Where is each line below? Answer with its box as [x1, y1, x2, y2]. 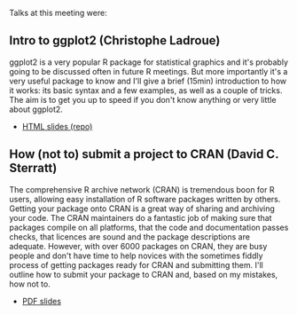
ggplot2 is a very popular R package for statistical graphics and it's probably [9, 57, 289, 67]
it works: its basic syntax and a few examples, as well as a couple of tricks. [9, 84, 283, 96]
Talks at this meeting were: [9, 8, 108, 18]
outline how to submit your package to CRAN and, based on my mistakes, [9, 269, 278, 280]
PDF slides [21, 295, 62, 306]
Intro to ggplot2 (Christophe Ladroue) [9, 33, 221, 48]
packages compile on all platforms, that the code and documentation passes [9, 222, 289, 232]
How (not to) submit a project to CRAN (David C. [9, 146, 279, 162]
